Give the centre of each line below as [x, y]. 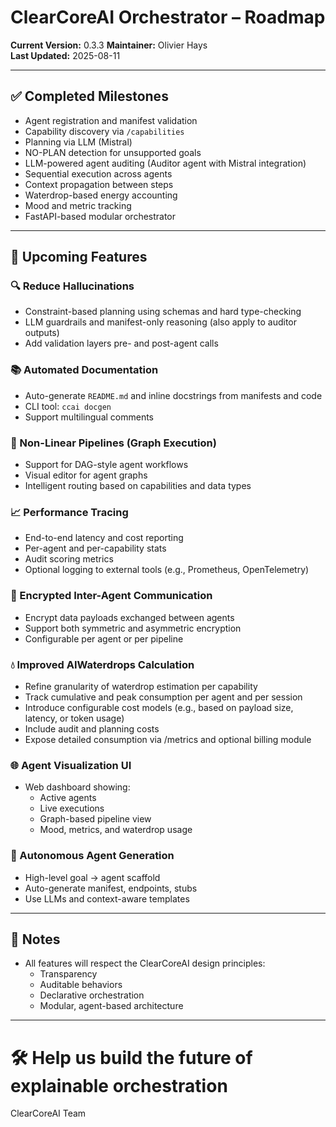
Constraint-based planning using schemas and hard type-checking [163, 312]
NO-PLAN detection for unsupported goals [113, 152]
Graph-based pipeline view [95, 819]
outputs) [42, 333]
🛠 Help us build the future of [131, 1057]
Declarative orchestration [92, 995]
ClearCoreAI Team [48, 1113]
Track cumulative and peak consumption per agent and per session [163, 697]
